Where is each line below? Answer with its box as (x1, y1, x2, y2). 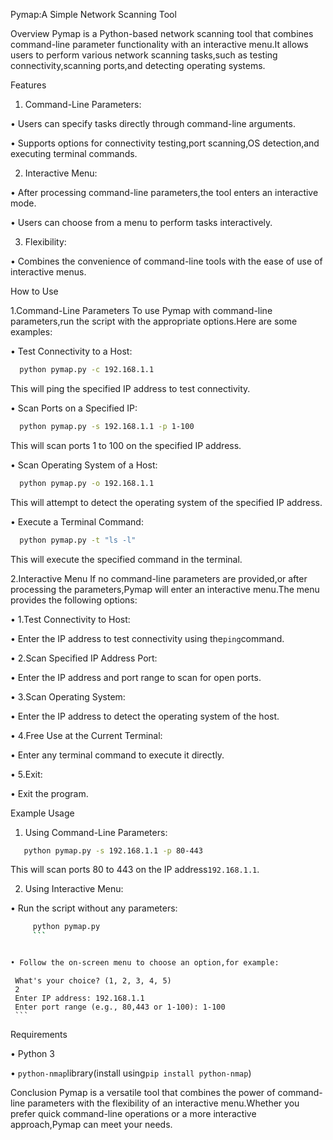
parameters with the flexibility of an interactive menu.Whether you (27, 1097, 300, 1109)
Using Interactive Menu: (24, 883, 124, 895)
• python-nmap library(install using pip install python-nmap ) (10, 1067, 252, 1079)
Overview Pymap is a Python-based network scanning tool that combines (10, 28, 314, 39)
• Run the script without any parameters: (10, 902, 178, 914)
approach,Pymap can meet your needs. (10, 1119, 173, 1130)
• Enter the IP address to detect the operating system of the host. (10, 710, 280, 722)
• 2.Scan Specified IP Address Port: (10, 652, 158, 664)
